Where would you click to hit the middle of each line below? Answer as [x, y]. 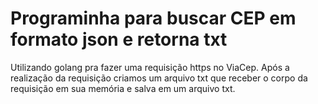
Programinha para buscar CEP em [153, 18]
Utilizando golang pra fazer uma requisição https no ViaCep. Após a [150, 67]
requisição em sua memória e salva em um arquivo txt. [123, 88]
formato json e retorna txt [119, 39]
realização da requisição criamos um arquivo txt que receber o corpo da [159, 78]
